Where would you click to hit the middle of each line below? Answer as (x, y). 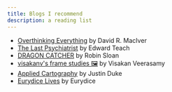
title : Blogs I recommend (45, 14)
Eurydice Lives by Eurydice (57, 81)
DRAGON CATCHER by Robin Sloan (68, 55)
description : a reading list (50, 20)
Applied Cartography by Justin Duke (70, 73)
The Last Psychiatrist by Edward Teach (73, 48)
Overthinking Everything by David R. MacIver (82, 40)
